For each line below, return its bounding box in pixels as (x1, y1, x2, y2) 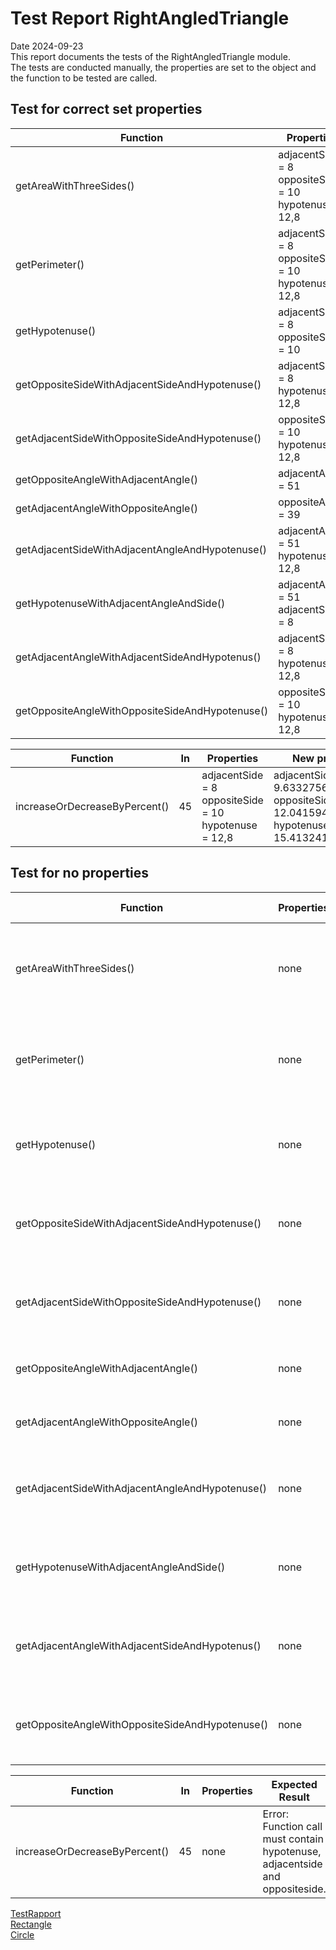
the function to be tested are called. (10, 72, 158, 84)
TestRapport (10, 1907, 62, 1919)
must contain (262, 1832, 324, 1846)
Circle (10, 1928, 35, 1941)
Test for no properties (10, 865, 150, 882)
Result (278, 1790, 310, 1804)
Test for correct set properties (10, 101, 203, 118)
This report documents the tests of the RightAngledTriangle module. (10, 50, 291, 62)
